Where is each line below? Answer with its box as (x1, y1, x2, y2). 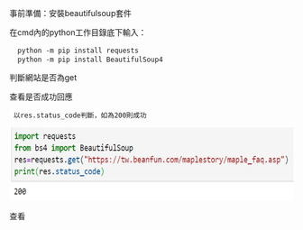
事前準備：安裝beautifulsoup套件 (9, 8, 133, 18)
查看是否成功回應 (9, 91, 73, 102)
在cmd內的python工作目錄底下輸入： (9, 27, 147, 38)
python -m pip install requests (17, 46, 140, 55)
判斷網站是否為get (9, 72, 78, 83)
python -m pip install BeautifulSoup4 (17, 55, 164, 64)
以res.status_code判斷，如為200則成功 (13, 111, 147, 120)
